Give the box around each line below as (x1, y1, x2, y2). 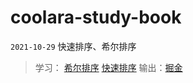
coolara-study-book (10, 6, 182, 29)
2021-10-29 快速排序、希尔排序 (10, 40, 137, 52)
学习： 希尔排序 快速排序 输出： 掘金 (34, 61, 183, 73)
